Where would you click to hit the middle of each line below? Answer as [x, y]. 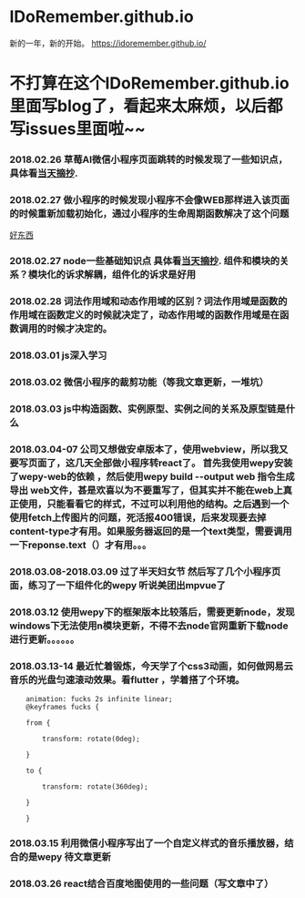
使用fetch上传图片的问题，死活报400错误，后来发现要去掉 [138, 517]
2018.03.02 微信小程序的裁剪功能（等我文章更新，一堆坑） [139, 383]
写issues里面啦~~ [77, 129]
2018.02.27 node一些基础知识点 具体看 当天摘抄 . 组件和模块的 [145, 261]
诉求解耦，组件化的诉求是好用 [131, 275]
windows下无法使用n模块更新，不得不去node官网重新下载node [149, 626]
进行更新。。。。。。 [45, 639]
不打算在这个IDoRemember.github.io [149, 83]
